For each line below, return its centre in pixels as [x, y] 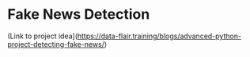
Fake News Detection [79, 14]
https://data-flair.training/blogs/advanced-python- [159, 36]
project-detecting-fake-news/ [56, 44]
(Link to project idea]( [43, 36]
